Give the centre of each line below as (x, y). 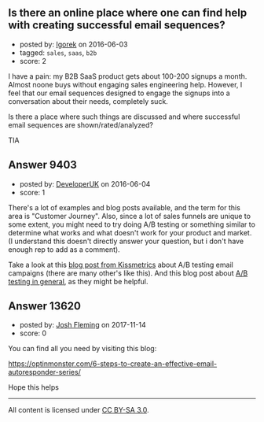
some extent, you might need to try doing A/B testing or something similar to (132, 224)
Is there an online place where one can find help (128, 13)
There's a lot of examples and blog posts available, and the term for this (125, 207)
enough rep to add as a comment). (64, 249)
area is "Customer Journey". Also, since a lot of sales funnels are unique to (130, 216)
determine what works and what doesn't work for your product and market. (130, 232)
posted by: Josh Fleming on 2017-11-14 (83, 325)
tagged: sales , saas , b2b (58, 52)
